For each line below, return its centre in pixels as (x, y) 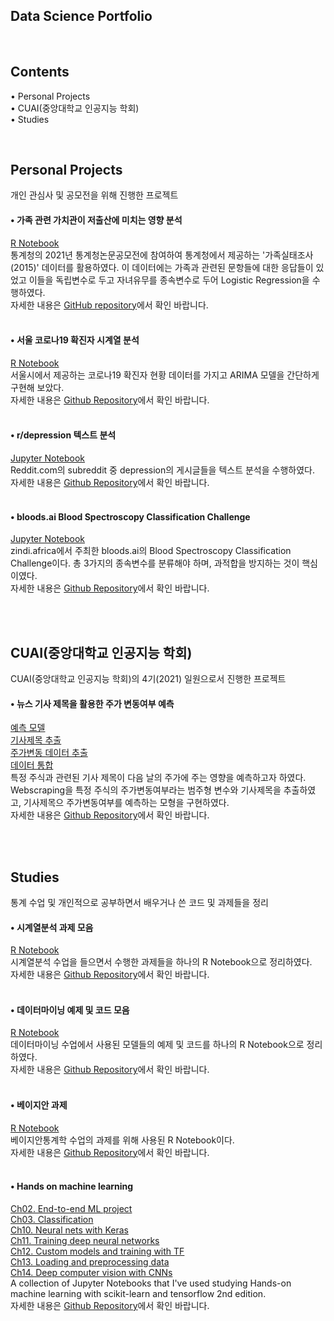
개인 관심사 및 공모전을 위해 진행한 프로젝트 (94, 195)
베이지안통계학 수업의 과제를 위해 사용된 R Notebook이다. (122, 1140)
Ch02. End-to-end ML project (71, 1208)
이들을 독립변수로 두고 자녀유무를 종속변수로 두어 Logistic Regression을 (169, 280)
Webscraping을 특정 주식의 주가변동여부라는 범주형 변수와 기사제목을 (146, 790)
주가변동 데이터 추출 (49, 753)
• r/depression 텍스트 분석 (63, 435)
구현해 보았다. (37, 387)
